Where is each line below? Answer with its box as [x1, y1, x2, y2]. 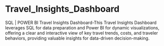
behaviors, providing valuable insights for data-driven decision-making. [5, 35, 150, 41]
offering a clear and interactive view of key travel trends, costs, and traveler [5, 30, 158, 36]
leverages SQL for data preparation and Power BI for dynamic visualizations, [5, 24, 160, 30]
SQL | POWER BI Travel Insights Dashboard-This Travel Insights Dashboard [5, 20, 157, 25]
